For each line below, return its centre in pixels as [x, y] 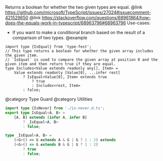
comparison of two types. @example [50, 38]
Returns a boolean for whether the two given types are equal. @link [74, 7]
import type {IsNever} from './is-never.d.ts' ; [55, 108]
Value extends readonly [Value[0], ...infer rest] [67, 73]
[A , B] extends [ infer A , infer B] [51, 117]
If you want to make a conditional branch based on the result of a [79, 32]
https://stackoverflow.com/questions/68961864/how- [96, 18]
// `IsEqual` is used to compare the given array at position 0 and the [81, 60]
